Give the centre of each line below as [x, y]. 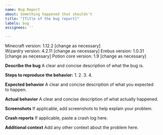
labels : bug [17, 23]
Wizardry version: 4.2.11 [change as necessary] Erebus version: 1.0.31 [75, 51]
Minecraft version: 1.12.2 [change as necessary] [53, 46]
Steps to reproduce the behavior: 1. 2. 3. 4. [49, 75]
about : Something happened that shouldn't [49, 14]
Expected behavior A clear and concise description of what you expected [79, 85]
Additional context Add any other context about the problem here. [72, 128]
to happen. [16, 90]
